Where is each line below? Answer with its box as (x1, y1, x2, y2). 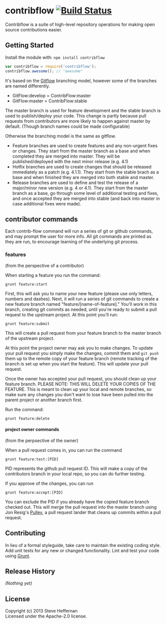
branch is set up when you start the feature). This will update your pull (5, 360, 149, 366)
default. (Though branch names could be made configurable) (5, 123, 130, 129)
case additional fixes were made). (12, 200, 82, 206)
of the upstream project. (5, 335, 55, 341)
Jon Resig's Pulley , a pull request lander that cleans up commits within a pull (5, 509, 161, 515)
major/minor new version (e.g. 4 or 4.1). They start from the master (12, 184, 149, 191)
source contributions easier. (5, 26, 62, 32)
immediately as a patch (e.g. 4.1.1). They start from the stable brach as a (12, 169, 159, 175)
